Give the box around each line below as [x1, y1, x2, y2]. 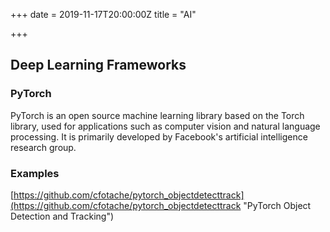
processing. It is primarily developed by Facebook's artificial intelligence [10, 130, 308, 143]
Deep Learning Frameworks [10, 57, 187, 74]
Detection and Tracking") [10, 210, 115, 222]
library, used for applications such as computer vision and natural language [10, 120, 321, 132]
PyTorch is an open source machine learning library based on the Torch [10, 109, 305, 121]
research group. [10, 141, 77, 153]
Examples [10, 166, 60, 180]
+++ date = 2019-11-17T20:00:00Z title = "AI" [10, 9, 197, 20]
